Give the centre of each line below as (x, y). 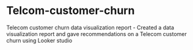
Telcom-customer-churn (71, 11)
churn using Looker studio (39, 40)
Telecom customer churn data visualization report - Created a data (90, 27)
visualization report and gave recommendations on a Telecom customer (97, 34)
